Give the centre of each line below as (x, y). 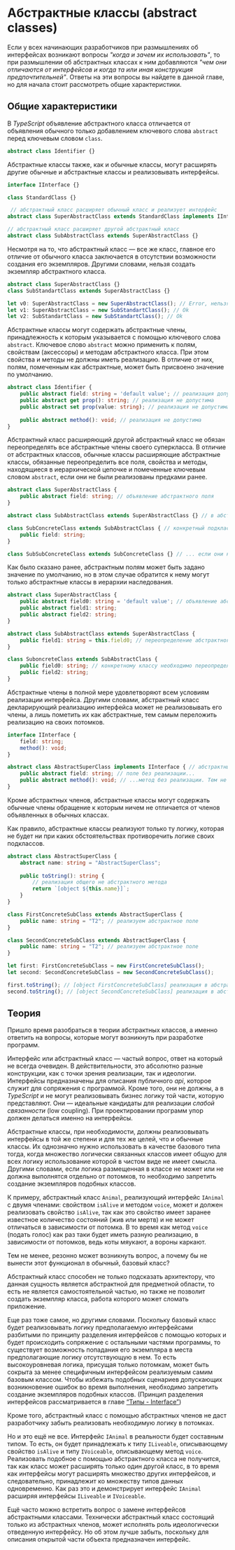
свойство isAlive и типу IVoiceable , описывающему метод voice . (105, 1451)
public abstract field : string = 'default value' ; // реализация (117, 394)
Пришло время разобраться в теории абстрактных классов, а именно (113, 1030)
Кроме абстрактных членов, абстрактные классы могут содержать (109, 800)
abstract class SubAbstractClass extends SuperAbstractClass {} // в (111, 516)
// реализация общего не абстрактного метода (100, 882)
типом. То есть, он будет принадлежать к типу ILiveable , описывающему (117, 1444)
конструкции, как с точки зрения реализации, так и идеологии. (102, 1074)
